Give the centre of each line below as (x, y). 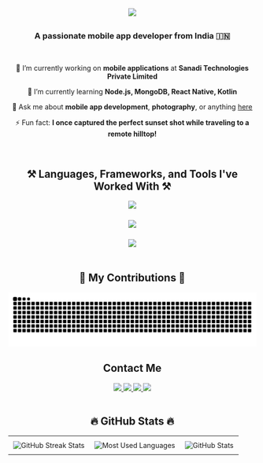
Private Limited (132, 76)
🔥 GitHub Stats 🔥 (132, 422)
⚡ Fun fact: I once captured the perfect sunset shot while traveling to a (132, 123)
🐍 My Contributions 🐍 (132, 277)
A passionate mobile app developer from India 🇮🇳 (132, 36)
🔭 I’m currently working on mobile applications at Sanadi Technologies (132, 68)
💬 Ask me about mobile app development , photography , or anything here (132, 107)
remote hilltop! (132, 134)
